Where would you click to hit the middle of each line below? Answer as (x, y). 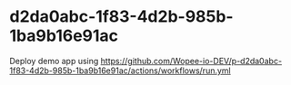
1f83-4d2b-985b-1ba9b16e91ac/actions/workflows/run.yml (120, 71)
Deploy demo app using (54, 61)
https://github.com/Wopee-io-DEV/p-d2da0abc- (191, 61)
